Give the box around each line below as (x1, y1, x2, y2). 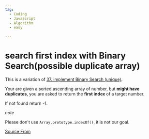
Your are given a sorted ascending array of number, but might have (5, 86, 140, 92)
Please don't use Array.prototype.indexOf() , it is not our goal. (5, 119, 130, 125)
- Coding (9, 12, 27, 16)
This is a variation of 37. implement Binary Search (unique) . (5, 77, 123, 82)
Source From (5, 129, 31, 135)
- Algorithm (9, 20, 34, 26)
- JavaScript (9, 16, 36, 21)
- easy (9, 25, 23, 30)
